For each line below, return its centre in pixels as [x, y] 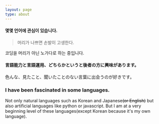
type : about [17, 14]
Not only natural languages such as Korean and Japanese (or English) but [79, 101]
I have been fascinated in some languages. [58, 90]
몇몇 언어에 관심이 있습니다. [31, 31]
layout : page [19, 10]
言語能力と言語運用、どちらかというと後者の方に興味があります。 [72, 65]
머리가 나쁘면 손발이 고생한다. [46, 42]
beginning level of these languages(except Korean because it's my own [78, 111]
